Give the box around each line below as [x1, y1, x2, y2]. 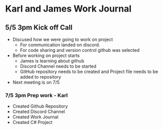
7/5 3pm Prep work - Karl [5, 92, 68, 99]
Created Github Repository [12, 103, 68, 109]
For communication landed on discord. [20, 42, 101, 48]
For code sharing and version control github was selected [20, 47, 140, 53]
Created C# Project [12, 119, 53, 125]
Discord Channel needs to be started [20, 63, 97, 69]
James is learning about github [20, 58, 85, 63]
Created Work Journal [12, 114, 59, 120]
